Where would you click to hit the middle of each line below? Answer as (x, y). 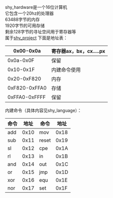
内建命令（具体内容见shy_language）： (43, 110)
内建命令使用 (66, 70)
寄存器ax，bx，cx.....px (78, 51)
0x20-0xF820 (24, 79)
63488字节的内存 (22, 19)
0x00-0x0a (27, 51)
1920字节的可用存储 (25, 25)
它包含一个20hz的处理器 (29, 13)
